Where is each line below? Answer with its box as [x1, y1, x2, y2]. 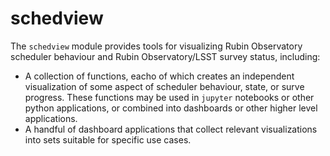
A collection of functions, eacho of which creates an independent [24, 70, 295, 82]
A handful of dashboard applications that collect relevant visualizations [24, 123, 318, 135]
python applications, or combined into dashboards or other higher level [24, 102, 318, 114]
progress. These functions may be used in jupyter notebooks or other [24, 91, 315, 103]
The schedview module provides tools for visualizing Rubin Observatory [10, 40, 303, 52]
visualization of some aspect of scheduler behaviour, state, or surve [24, 80, 305, 92]
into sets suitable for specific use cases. [24, 133, 192, 146]
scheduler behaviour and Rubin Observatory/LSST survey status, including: [10, 50, 321, 62]
